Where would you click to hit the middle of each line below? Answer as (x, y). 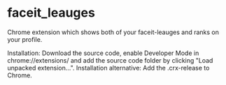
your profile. (25, 39)
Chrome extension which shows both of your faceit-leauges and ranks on (113, 32)
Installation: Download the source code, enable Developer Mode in (103, 53)
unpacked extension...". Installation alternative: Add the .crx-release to (108, 68)
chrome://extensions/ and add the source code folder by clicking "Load (110, 60)
